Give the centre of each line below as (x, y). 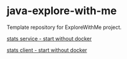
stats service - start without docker (49, 38)
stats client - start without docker (47, 50)
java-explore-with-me (62, 11)
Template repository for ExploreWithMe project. (64, 27)
